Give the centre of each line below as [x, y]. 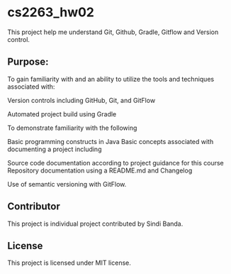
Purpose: [28, 62]
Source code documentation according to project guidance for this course [116, 163]
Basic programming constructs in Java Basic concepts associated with [111, 141]
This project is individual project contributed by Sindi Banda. [95, 224]
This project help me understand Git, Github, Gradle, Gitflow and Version [113, 32]
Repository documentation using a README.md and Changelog [100, 170]
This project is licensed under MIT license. [69, 263]
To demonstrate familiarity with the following [72, 128]
